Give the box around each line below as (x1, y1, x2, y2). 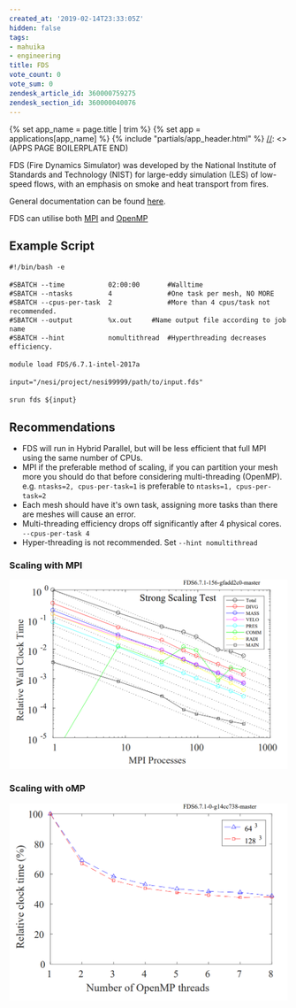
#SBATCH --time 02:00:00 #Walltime (9, 281, 203, 289)
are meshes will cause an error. (21, 509, 137, 519)
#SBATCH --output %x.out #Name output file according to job (9, 316, 287, 325)
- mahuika (9, 42, 46, 51)
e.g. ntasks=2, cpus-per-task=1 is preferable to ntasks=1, (21, 481, 232, 491)
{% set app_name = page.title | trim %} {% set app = (9, 124, 201, 135)
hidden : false (9, 23, 62, 33)
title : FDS (9, 61, 49, 70)
